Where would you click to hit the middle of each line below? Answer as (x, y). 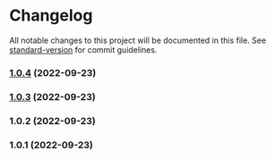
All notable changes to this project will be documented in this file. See (138, 40)
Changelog (51, 16)
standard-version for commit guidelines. (83, 49)
